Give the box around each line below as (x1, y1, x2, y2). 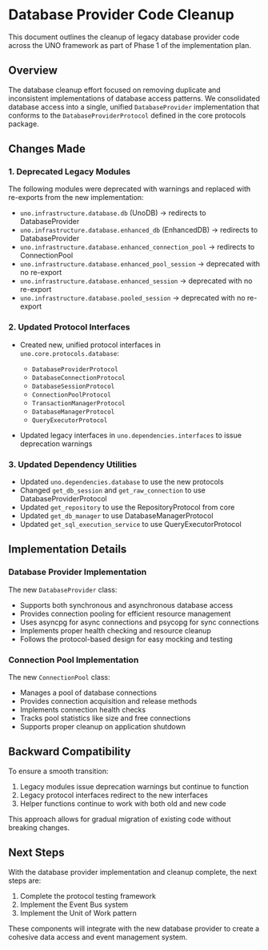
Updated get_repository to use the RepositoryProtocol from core (19, 502, 235, 513)
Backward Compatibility (8, 745, 131, 759)
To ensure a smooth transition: (8, 766, 109, 776)
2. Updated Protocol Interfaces (8, 321, 130, 333)
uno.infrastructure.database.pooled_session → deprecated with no (19, 293, 246, 303)
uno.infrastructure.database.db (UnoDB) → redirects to (19, 208, 206, 218)
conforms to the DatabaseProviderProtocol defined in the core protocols (8, 110, 246, 120)
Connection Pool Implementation (8, 654, 139, 665)
